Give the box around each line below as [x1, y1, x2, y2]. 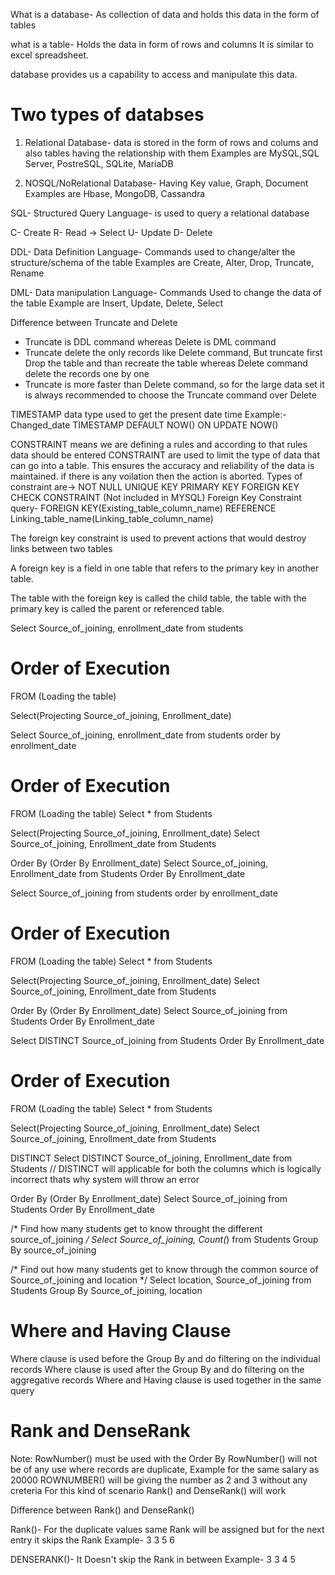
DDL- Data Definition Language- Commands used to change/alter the [10, 245, 296, 258]
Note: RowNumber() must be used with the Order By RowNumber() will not [10, 1452, 318, 1464]
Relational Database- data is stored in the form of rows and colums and [24, 136, 319, 148]
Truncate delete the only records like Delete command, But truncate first [24, 346, 323, 358]
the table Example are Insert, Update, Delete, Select [10, 297, 224, 309]
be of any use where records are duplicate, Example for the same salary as [10, 1463, 320, 1475]
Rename [10, 267, 45, 279]
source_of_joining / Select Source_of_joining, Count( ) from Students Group [10, 1233, 319, 1245]
